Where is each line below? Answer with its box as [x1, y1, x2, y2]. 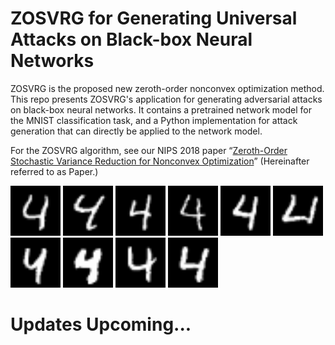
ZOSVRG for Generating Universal [10, 7, 298, 30]
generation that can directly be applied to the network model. [10, 125, 263, 137]
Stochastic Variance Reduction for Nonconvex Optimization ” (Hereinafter [10, 155, 310, 167]
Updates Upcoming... [10, 313, 192, 336]
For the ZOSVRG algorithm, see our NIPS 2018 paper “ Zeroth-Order [10, 144, 288, 156]
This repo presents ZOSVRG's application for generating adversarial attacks [10, 93, 323, 105]
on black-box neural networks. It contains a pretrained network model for [10, 103, 313, 116]
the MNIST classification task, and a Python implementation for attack [10, 114, 298, 126]
